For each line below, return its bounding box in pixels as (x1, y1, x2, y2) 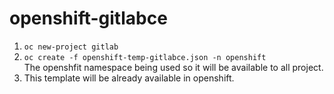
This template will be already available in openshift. (23, 72, 235, 84)
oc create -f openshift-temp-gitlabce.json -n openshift (23, 52, 267, 62)
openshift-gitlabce (9, 7, 168, 30)
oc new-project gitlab (23, 42, 119, 52)
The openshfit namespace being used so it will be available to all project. (23, 61, 324, 73)
